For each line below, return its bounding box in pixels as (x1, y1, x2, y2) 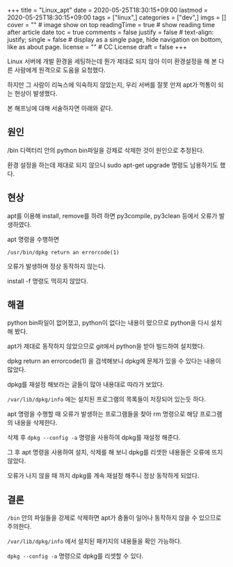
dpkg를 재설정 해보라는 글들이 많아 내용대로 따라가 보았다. (7, 380, 165, 388)
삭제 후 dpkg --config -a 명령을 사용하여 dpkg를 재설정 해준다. (7, 434, 181, 442)
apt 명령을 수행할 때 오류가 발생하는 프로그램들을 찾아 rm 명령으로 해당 (7, 410, 198, 418)
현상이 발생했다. (14, 90, 58, 97)
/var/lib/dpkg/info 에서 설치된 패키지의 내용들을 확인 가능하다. (7, 537, 182, 545)
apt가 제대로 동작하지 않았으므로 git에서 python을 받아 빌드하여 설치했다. (7, 342, 205, 350)
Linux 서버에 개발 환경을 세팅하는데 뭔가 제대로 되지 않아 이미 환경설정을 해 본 (7, 57, 218, 65)
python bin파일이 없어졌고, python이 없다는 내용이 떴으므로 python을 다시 (7, 319, 209, 327)
